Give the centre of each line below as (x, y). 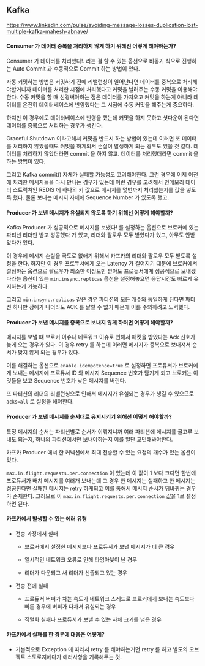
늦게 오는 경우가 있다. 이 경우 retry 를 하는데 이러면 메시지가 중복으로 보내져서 (99, 345)
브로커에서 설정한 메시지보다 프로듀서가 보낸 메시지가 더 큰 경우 (99, 546)
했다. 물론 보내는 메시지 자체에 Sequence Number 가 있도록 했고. (91, 197)
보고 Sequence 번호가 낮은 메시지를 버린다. (74, 381)
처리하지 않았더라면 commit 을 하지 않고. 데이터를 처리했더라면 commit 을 (110, 154)
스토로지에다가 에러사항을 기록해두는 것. (74, 657)
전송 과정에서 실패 (36, 534)
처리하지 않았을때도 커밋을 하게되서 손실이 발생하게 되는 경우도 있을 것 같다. (102, 146)
